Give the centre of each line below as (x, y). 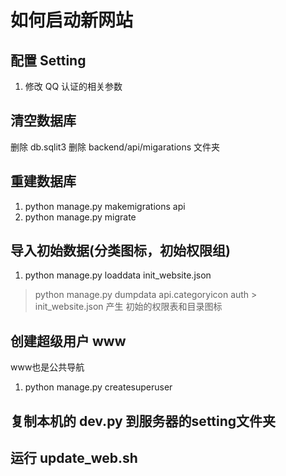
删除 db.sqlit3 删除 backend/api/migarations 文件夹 (115, 147)
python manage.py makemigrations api (105, 206)
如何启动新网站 (72, 20)
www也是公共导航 (47, 367)
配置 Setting (48, 60)
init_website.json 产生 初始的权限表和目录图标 (128, 307)
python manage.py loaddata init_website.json (118, 275)
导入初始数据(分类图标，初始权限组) (120, 251)
